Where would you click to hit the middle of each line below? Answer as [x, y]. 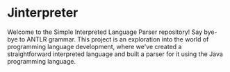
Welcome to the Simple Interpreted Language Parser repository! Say [105, 32]
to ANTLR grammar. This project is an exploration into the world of [114, 39]
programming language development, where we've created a [95, 46]
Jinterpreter [43, 13]
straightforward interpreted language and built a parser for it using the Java [115, 54]
